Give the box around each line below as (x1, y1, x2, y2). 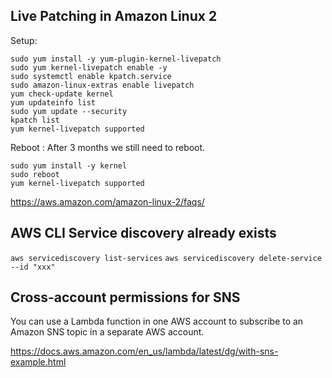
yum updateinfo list (10, 97, 97, 108)
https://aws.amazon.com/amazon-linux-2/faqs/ (10, 195, 205, 208)
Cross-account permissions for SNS (10, 289, 241, 306)
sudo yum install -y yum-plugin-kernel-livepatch (10, 54, 222, 64)
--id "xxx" (10, 262, 56, 272)
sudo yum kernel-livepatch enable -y (10, 62, 168, 73)
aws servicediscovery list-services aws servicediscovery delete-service (10, 253, 322, 263)
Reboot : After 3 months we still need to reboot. (10, 141, 206, 153)
